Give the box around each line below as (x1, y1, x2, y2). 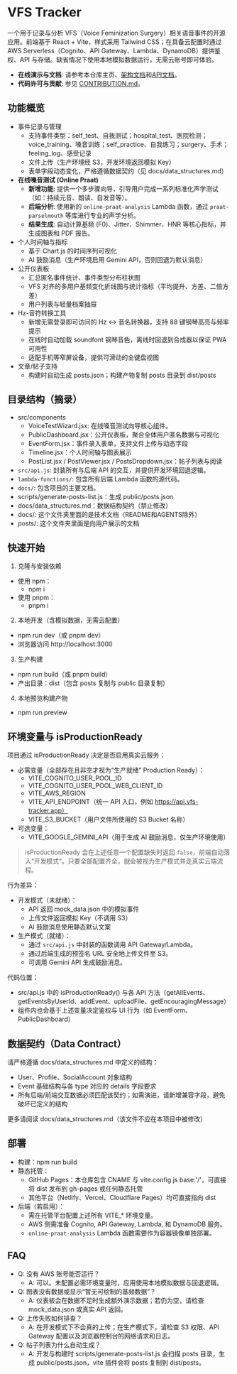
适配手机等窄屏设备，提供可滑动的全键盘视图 (28, 353, 160, 361)
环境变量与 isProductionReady (7, 731, 143, 743)
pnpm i (28, 601, 49, 610)
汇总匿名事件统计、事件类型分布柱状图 (28, 273, 140, 281)
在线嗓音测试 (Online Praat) (17, 175, 99, 184)
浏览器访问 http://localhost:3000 (17, 640, 113, 648)
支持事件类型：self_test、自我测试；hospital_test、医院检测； (28, 131, 208, 139)
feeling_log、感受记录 (28, 148, 92, 157)
